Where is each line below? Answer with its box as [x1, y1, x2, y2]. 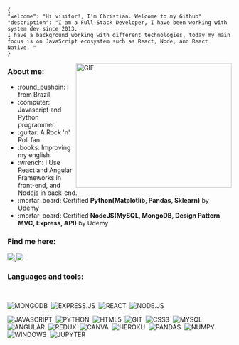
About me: [7, 66, 45, 76]
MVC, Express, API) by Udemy [17, 219, 109, 228]
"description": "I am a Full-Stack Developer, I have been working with [7, 19, 228, 26]
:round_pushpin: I [17, 83, 69, 92]
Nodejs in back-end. [17, 189, 78, 197]
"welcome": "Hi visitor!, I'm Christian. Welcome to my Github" [7, 13, 202, 20]
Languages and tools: [7, 271, 84, 281]
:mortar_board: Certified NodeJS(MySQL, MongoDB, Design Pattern [17, 211, 221, 220]
